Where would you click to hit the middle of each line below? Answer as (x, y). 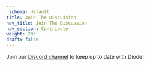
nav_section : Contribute (37, 28)
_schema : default (28, 12)
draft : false (22, 40)
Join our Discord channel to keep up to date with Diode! (75, 57)
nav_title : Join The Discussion (46, 23)
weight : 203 (21, 34)
